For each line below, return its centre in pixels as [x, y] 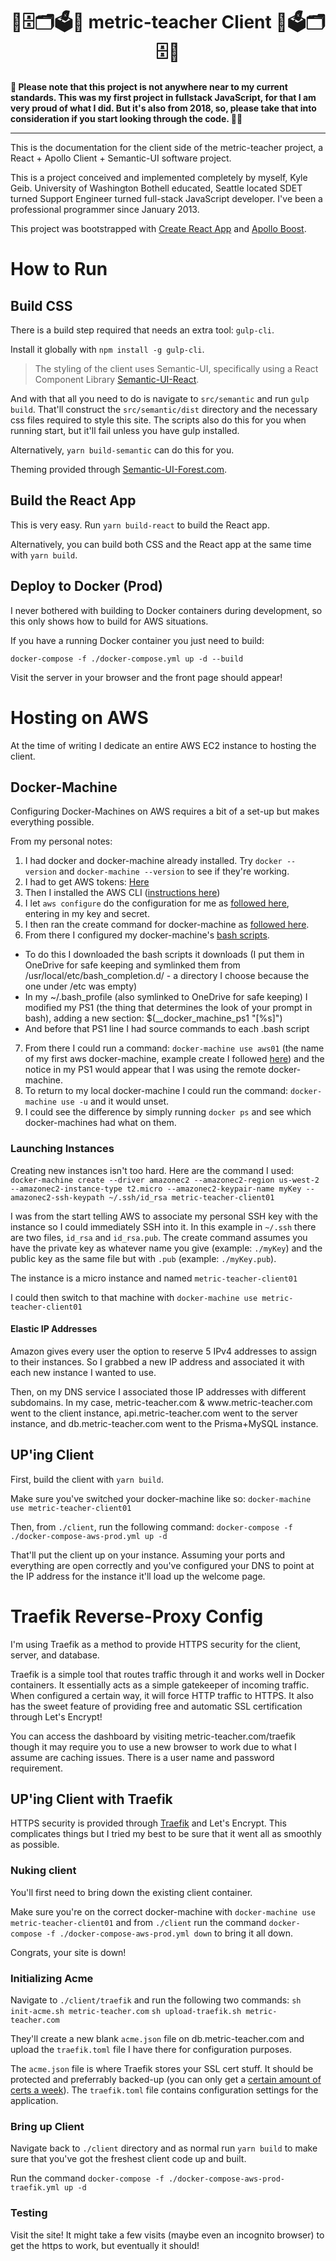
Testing [29, 2213]
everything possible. [52, 822]
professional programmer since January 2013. [105, 209]
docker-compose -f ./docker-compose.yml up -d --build [127, 659]
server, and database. [55, 1655]
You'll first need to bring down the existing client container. [131, 1892]
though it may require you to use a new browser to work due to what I [153, 1746]
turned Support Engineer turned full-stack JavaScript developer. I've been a [166, 198]
